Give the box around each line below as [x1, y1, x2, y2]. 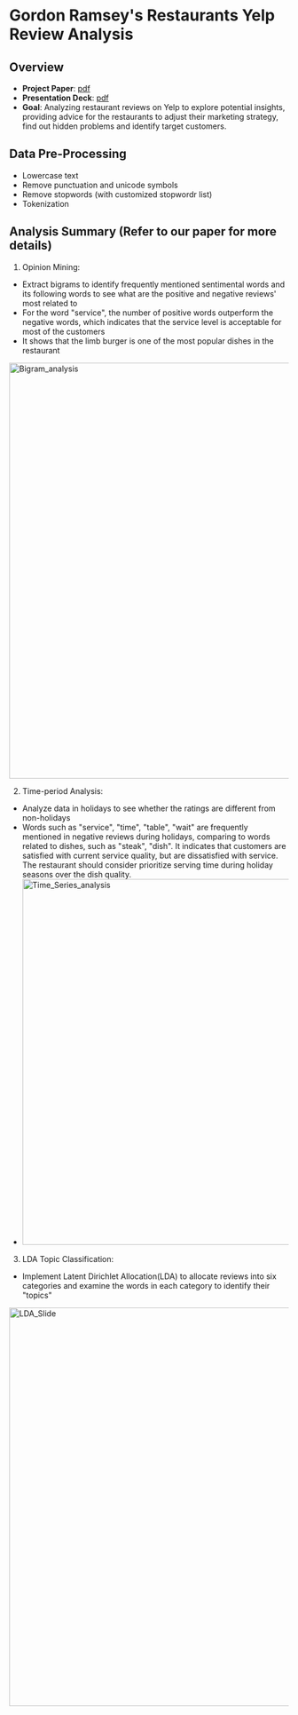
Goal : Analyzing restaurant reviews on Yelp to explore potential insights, [21, 102, 286, 112]
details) [9, 238, 52, 253]
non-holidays [21, 812, 71, 822]
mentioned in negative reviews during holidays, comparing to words [21, 831, 271, 842]
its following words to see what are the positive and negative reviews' [21, 288, 277, 298]
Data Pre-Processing [9, 147, 127, 162]
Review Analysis [9, 24, 134, 44]
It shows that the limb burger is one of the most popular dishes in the [21, 335, 275, 346]
